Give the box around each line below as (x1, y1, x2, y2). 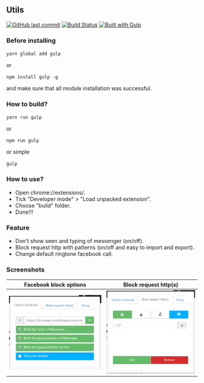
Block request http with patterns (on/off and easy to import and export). (15, 244, 195, 251)
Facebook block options (24, 281, 87, 288)
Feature (6, 223, 30, 232)
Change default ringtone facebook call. (15, 250, 114, 258)
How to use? (6, 175, 44, 183)
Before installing (6, 36, 56, 44)
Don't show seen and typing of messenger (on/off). (15, 237, 144, 244)
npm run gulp (6, 138, 39, 144)
